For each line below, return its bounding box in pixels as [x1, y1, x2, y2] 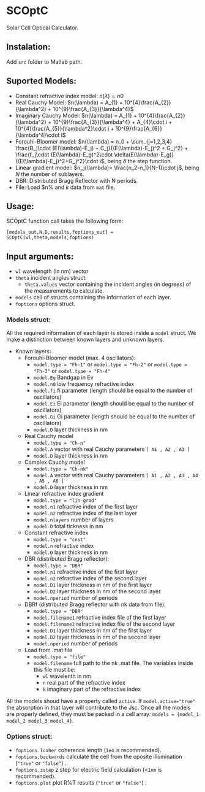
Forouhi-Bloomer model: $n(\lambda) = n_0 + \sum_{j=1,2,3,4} [15, 137, 173, 145]
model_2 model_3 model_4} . [6, 717, 74, 725]
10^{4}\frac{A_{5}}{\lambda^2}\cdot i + [15, 125, 114, 132]
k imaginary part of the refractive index [42, 685, 141, 693]
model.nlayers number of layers [33, 516, 114, 523]
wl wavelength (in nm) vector [15, 267, 89, 275]
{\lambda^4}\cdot [15, 131, 60, 139]
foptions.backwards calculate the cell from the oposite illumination [15, 753, 182, 760]
